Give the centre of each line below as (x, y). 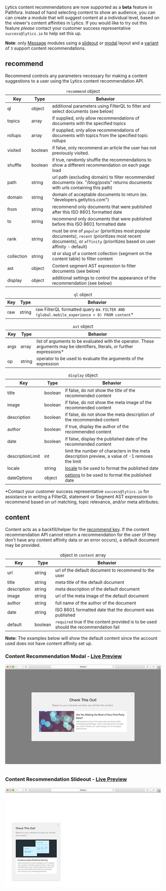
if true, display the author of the (97, 427)
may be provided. (23, 545)
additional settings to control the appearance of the (104, 278)
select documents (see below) (83, 111)
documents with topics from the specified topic (100, 135)
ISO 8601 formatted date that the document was (104, 610)
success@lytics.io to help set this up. (43, 33)
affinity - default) (70, 247)
